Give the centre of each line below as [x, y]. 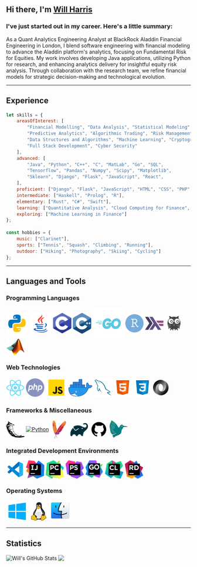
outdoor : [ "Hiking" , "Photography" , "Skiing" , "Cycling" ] [89, 251]
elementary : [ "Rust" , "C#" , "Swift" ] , [64, 202]
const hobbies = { [28, 233]
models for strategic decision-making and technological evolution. [86, 76]
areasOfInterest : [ [40, 121]
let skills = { [25, 115]
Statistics [24, 543]
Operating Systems [34, 491]
